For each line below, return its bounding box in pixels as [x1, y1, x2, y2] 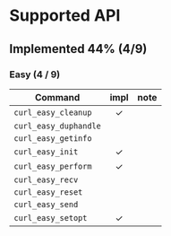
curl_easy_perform [13, 161, 92, 171]
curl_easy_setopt [13, 213, 88, 223]
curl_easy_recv [13, 174, 79, 185]
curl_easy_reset [13, 187, 83, 197]
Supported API [9, 5, 121, 26]
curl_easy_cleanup [13, 107, 92, 118]
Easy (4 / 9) [9, 68, 61, 81]
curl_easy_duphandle [13, 120, 101, 131]
